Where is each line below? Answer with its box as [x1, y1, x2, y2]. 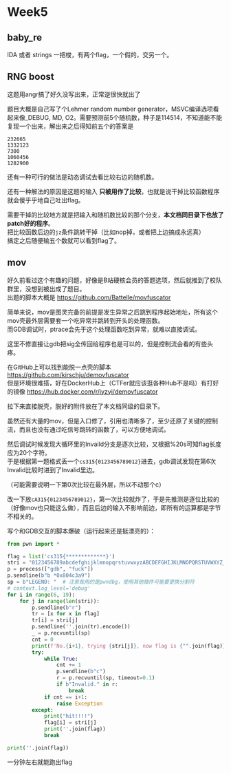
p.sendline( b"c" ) [56, 668, 107, 675]
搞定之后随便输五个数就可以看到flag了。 [7, 236, 121, 244]
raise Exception [56, 700, 103, 707]
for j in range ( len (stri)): [19, 597, 100, 604]
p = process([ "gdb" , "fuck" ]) [7, 566, 94, 573]
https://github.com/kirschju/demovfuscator [7, 370, 129, 379]
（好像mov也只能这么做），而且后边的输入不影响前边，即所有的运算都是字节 [7, 503, 221, 511]
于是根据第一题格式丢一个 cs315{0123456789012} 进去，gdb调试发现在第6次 [7, 457, 217, 465]
